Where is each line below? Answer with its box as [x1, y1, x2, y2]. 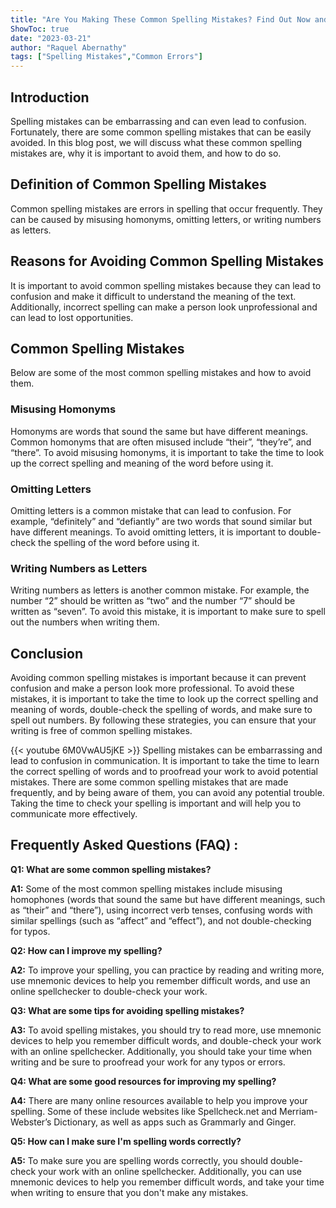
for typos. [10, 925, 51, 937]
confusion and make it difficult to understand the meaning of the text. [10, 290, 297, 302]
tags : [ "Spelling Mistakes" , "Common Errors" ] [10, 52, 203, 62]
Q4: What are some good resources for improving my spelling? [10, 1075, 277, 1087]
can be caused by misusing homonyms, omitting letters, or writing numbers [10, 213, 322, 225]
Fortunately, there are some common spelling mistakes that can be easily [10, 126, 312, 138]
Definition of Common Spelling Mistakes [10, 176, 267, 193]
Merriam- [279, 1105, 318, 1117]
